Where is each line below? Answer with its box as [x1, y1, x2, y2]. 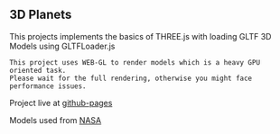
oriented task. [9, 66, 67, 75]
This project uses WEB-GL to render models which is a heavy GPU [9, 58, 260, 67]
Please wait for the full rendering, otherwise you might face [9, 74, 253, 83]
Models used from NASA [9, 114, 102, 125]
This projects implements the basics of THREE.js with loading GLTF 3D [9, 31, 272, 41]
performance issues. [9, 81, 88, 91]
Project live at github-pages [9, 97, 113, 108]
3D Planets [9, 7, 72, 22]
